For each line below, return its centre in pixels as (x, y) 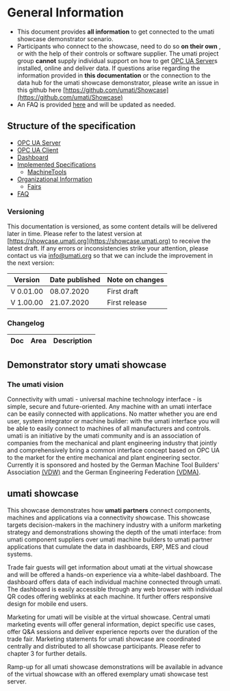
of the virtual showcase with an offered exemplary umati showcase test (108, 674)
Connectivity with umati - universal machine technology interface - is (104, 399)
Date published (75, 280)
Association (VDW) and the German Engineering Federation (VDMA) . (104, 472)
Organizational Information (54, 179)
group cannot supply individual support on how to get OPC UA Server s (117, 60)
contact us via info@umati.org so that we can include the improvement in (110, 256)
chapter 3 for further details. (47, 653)
